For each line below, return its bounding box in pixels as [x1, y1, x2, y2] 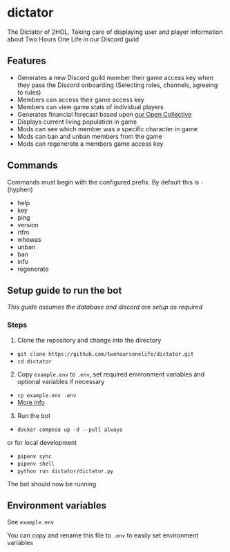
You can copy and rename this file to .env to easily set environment [7, 531, 199, 540]
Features [7, 55, 46, 67]
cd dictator [17, 358, 52, 365]
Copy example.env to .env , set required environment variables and [17, 370, 205, 378]
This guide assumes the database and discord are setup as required [7, 303, 202, 312]
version [17, 220, 39, 229]
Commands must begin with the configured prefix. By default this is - [7, 178, 204, 186]
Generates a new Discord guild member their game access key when [17, 73, 214, 82]
